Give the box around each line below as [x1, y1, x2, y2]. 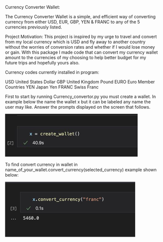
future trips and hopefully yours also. [5, 60, 80, 65]
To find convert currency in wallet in [5, 162, 78, 167]
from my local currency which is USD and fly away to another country [5, 39, 146, 45]
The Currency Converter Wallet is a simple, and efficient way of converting [5, 14, 156, 19]
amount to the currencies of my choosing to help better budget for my [5, 55, 146, 60]
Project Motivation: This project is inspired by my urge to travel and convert [5, 34, 157, 39]
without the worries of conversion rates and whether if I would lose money [5, 44, 155, 50]
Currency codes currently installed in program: [5, 69, 99, 75]
